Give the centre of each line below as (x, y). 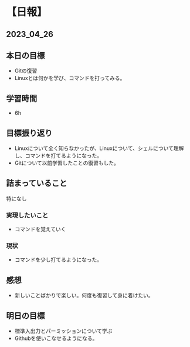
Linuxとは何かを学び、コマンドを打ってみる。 (70, 78)
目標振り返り (29, 133)
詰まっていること (37, 183)
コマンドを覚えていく (40, 229)
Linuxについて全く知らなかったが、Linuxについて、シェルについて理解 (99, 148)
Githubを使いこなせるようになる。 (56, 338)
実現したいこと (27, 215)
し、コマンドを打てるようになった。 (58, 156)
